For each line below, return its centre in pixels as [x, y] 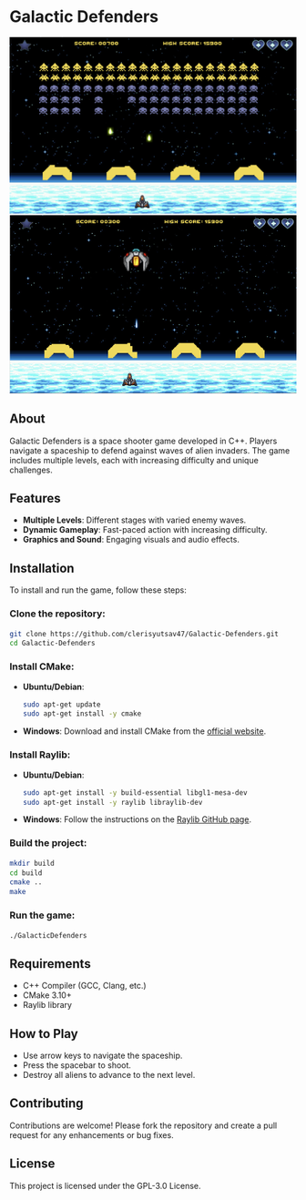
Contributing [46, 1103]
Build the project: [48, 843]
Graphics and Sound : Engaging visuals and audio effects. [131, 540]
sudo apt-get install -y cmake [82, 714]
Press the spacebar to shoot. [77, 1065]
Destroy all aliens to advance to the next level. [109, 1075]
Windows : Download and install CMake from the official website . [144, 731]
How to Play [44, 1034]
